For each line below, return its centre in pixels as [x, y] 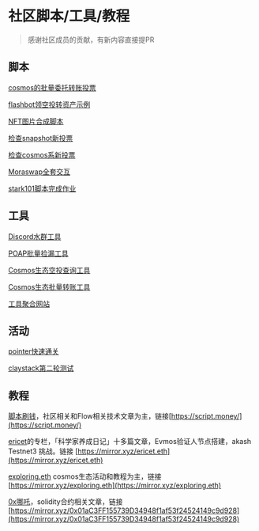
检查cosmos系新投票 [42, 154]
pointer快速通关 [34, 351]
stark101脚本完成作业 [42, 188]
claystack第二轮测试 [41, 368]
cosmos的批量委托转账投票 [52, 87]
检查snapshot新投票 [41, 138]
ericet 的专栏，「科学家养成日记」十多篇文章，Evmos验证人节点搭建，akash [130, 442]
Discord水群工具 [35, 236]
